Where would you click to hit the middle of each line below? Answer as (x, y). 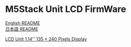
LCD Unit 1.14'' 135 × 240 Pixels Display (46, 39)
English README (23, 23)
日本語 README (22, 29)
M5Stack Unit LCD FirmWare (66, 9)
